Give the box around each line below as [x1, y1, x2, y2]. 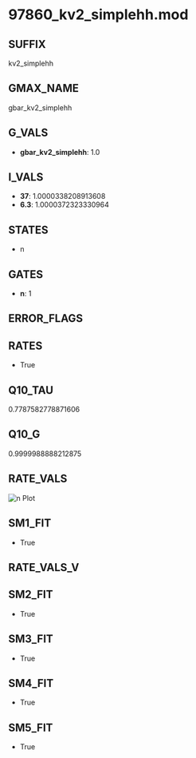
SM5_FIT [8, 720, 53, 734]
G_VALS [8, 126, 49, 140]
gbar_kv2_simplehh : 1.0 [19, 147, 100, 157]
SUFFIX [8, 38, 46, 51]
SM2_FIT [8, 588, 53, 601]
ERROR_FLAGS [8, 312, 84, 325]
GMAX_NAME [8, 81, 80, 95]
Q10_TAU [8, 383, 54, 397]
